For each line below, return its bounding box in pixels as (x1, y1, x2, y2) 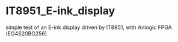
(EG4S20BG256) (5, 30, 48, 37)
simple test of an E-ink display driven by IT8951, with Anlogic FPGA (5, 24, 172, 31)
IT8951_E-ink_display (5, 4, 115, 18)
